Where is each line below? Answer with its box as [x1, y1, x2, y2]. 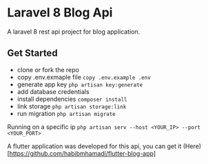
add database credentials [17, 87, 90, 95]
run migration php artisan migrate [17, 109, 116, 117]
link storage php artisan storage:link [17, 102, 127, 110]
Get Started [7, 47, 58, 59]
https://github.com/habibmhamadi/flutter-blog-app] [9, 149, 156, 157]
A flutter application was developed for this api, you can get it [7, 142, 182, 150]
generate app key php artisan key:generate [17, 80, 143, 89]
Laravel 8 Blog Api [7, 5, 113, 21]
